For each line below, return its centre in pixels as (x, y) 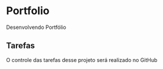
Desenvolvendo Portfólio (36, 27)
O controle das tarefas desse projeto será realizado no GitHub (82, 60)
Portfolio (28, 11)
